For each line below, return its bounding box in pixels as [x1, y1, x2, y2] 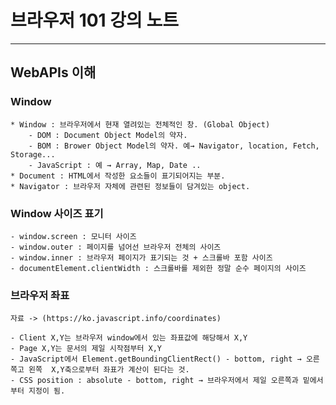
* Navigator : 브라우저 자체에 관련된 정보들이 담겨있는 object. [10, 181, 251, 191]
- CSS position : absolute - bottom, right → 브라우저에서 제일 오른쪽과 [10, 376, 299, 386]
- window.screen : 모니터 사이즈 [10, 231, 137, 241]
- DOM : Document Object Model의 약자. [28, 130, 188, 140]
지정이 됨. [28, 386, 66, 396]
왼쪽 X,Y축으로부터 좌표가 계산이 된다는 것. [28, 365, 190, 375]
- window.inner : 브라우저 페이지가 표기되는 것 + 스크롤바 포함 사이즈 [10, 252, 273, 263]
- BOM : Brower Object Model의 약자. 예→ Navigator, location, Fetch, [28, 141, 320, 151]
